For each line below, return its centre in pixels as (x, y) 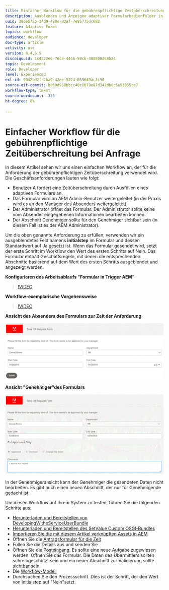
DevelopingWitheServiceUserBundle (50, 523)
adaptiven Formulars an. (37, 193)
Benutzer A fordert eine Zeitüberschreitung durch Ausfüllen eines (80, 188)
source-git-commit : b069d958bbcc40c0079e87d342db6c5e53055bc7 (72, 85)
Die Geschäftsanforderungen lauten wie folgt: (52, 178)
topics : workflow (23, 32)
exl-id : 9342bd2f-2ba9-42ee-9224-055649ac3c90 (55, 80)
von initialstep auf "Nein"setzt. (44, 582)
